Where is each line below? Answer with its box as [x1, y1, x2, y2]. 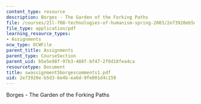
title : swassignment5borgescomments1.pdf [6, 70, 111, 75]
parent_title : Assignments [6, 48, 74, 53]
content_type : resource [6, 8, 66, 15]
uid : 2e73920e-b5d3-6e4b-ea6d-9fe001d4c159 [6, 75, 117, 81]
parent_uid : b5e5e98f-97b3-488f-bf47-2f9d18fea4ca [6, 58, 135, 64]
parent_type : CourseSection [6, 53, 77, 59]
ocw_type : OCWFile [6, 42, 52, 48]
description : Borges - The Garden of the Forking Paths [6, 14, 148, 20]
